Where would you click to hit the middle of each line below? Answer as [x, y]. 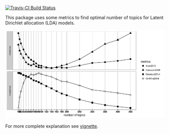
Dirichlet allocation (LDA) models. [40, 23]
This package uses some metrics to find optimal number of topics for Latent [84, 17]
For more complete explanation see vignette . [52, 126]
